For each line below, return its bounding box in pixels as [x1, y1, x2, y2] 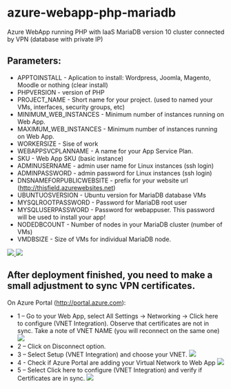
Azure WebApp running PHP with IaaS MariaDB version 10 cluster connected [7, 28, 225, 36]
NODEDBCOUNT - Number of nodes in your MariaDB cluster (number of [17, 220, 223, 229]
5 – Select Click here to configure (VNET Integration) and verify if [17, 366, 202, 374]
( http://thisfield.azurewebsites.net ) [17, 183, 116, 191]
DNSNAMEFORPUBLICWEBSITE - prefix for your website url [17, 176, 188, 184]
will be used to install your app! [17, 213, 106, 221]
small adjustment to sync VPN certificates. [7, 280, 195, 292]
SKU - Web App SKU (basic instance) [17, 154, 124, 162]
